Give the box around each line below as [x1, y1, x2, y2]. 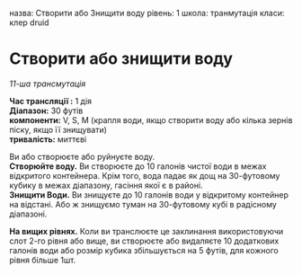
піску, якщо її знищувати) [9, 124, 108, 135]
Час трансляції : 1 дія [9, 95, 93, 106]
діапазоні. [9, 208, 48, 219]
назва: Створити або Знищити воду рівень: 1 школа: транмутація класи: [9, 8, 285, 18]
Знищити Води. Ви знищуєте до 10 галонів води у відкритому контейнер [9, 189, 289, 200]
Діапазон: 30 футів [9, 105, 84, 116]
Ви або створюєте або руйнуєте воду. [9, 151, 155, 162]
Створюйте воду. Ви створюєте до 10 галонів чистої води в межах [9, 161, 267, 172]
